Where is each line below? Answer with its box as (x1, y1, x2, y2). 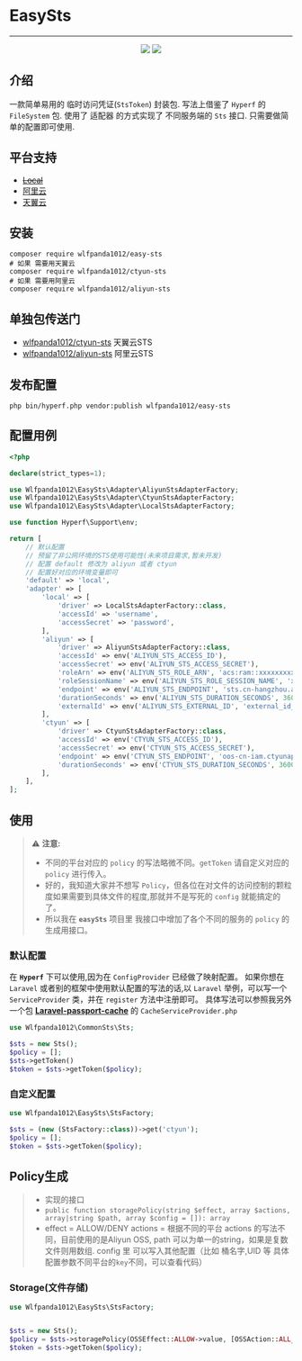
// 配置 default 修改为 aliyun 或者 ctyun (25, 559, 178, 568)
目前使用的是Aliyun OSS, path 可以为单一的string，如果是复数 (60, 1234, 289, 1245)
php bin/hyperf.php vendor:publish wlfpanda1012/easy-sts (9, 401, 231, 410)
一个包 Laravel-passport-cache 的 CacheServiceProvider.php (9, 1005, 238, 1016)
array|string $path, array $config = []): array (44, 1214, 231, 1223)
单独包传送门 (9, 311, 81, 327)
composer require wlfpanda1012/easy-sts (9, 249, 164, 259)
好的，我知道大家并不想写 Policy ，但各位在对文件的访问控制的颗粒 (44, 879, 292, 890)
